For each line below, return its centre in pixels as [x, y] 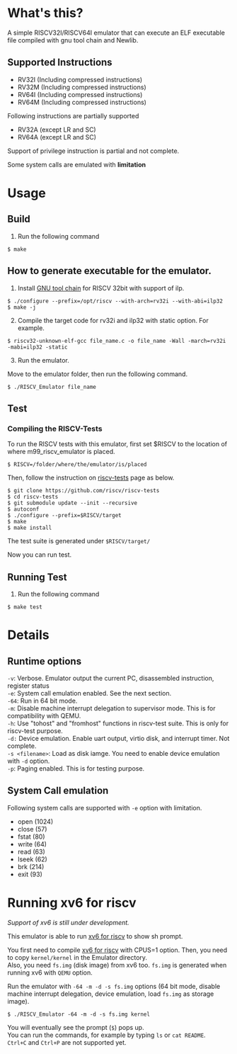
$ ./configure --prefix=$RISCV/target [64, 516]
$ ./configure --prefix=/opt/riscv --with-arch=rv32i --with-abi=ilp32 [115, 301]
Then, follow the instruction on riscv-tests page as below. [91, 478]
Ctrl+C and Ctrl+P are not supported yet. [67, 1042]
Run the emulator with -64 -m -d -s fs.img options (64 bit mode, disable [114, 986]
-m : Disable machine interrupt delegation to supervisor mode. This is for [111, 708]
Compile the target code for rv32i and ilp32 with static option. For [113, 320]
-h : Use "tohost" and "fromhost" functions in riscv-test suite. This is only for [118, 723]
